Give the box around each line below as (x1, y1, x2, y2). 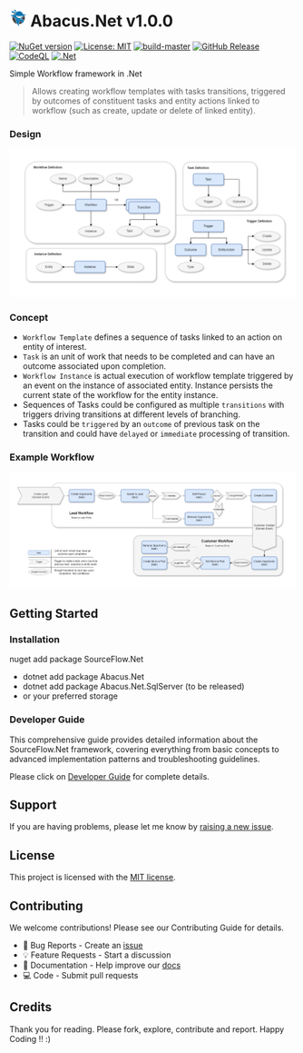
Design (9, 127, 42, 140)
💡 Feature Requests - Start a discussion (22, 949, 171, 960)
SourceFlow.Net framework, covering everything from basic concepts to (9, 743, 279, 754)
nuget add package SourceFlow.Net (9, 654, 143, 665)
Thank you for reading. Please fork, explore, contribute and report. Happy (9, 1023, 285, 1035)
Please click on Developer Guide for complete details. (9, 770, 210, 781)
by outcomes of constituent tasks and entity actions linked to (31, 95, 260, 106)
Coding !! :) (9, 1033, 52, 1044)
